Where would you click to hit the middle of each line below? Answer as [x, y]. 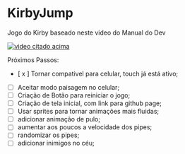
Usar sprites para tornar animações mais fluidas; [88, 112]
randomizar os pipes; [48, 135]
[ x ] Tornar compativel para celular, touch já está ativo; [98, 73]
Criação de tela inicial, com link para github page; [90, 103]
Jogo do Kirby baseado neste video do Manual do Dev [86, 32]
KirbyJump [41, 13]
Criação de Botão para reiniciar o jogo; [74, 95]
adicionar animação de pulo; [59, 119]
